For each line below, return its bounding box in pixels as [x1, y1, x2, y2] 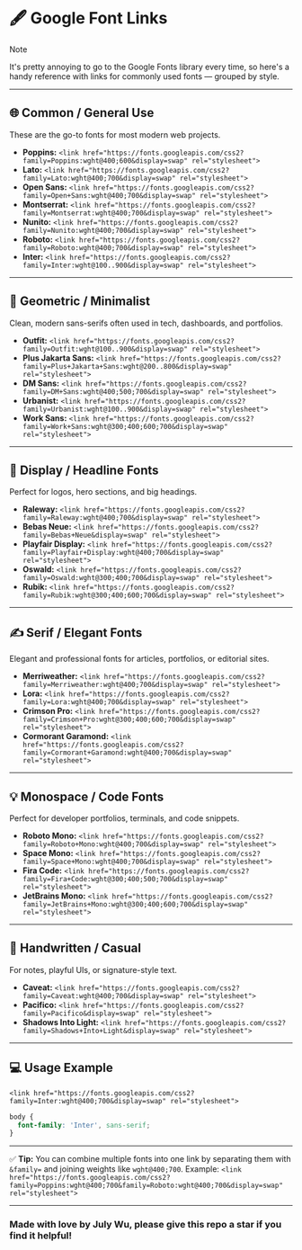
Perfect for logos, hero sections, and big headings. [9, 487, 198, 497]
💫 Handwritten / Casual [9, 941, 142, 956]
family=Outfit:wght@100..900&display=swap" [22, 344, 189, 353]
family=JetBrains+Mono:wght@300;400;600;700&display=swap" [22, 900, 249, 909]
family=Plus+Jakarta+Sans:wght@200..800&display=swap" [22, 362, 233, 371]
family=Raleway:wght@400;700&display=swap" [22, 513, 189, 522]
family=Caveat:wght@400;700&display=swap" [22, 991, 184, 1000]
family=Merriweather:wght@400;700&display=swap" [22, 681, 209, 690]
